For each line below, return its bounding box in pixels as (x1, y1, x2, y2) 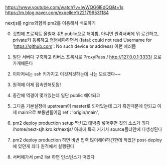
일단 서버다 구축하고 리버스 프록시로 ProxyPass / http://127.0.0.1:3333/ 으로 (12, 54, 162, 60)
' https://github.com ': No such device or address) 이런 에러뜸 (12, 43, 136, 49)
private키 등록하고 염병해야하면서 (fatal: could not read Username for (12, 37, 152, 43)
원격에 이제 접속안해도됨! (12, 81, 61, 88)
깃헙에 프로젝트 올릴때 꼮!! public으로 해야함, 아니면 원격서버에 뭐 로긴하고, (12, 31, 159, 37)
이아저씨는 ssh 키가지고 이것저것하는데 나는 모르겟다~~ (12, 71, 121, 77)
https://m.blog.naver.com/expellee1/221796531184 (5, 10, 109, 16)
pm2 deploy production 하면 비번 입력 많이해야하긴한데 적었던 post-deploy (12, 137, 162, 143)
